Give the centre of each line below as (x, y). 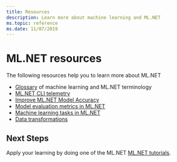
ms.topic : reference (32, 23)
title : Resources (28, 12)
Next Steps (27, 138)
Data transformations (41, 119)
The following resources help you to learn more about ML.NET (84, 76)
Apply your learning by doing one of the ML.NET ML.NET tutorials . (88, 153)
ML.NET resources (54, 59)
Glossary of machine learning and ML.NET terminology (83, 87)
